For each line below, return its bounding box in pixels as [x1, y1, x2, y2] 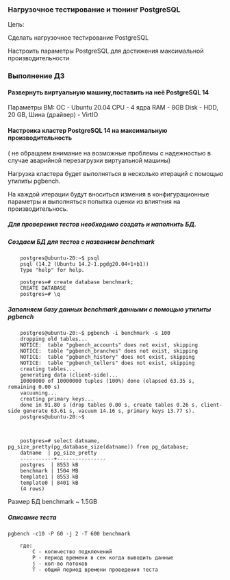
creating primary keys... [20, 395, 94, 402]
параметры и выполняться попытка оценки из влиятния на [8, 197, 181, 205]
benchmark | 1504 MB [20, 467, 79, 474]
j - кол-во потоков [32, 560, 88, 567]
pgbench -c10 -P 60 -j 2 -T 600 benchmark [8, 530, 131, 537]
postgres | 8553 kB [20, 461, 79, 468]
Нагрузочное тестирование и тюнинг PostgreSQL [8, 5, 181, 14]
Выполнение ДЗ [8, 71, 65, 81]
